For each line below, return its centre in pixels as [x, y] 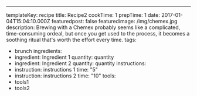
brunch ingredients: [38, 51]
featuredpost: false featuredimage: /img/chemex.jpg [114, 21]
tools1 [22, 82]
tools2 [22, 88]
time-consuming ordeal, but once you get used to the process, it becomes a [98, 33]
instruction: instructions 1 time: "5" [56, 70]
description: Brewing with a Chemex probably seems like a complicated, [93, 27]
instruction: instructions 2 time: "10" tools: [65, 76]
